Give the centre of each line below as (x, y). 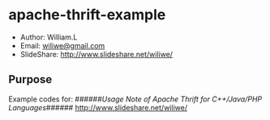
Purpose (30, 79)
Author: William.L (49, 37)
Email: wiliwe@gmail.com (62, 45)
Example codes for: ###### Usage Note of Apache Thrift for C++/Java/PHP (135, 99)
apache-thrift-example (87, 15)
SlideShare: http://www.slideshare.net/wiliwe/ (96, 54)
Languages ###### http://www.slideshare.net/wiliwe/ (98, 107)
